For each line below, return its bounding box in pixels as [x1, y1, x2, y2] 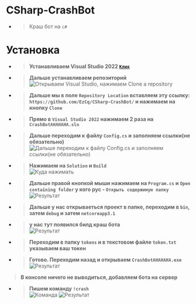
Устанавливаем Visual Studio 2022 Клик [29, 63, 130, 70]
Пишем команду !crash [29, 285, 89, 292]
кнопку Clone [29, 104, 63, 111]
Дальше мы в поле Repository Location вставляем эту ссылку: [29, 91, 190, 98]
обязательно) [29, 138, 64, 145]
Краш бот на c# [29, 23, 67, 30]
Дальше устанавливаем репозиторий [29, 74, 127, 81]
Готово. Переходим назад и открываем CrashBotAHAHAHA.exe [29, 256, 182, 263]
